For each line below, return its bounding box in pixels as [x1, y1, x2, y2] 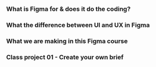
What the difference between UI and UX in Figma [6, 20, 150, 29]
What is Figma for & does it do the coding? [6, 5, 131, 13]
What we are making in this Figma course [6, 36, 128, 45]
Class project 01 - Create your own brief [6, 53, 124, 61]
